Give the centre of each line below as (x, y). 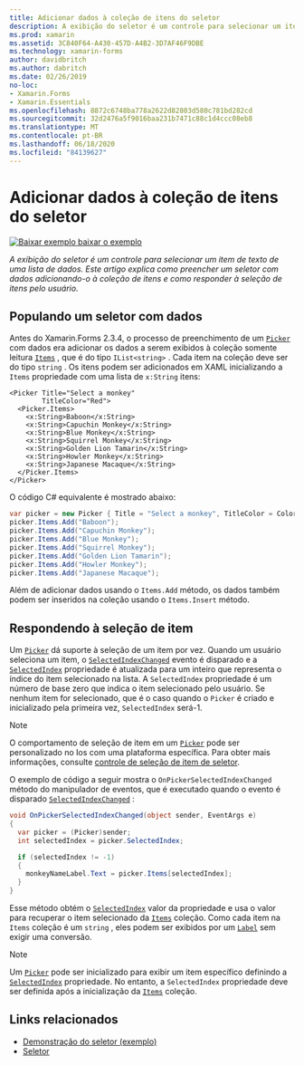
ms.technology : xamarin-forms (66, 52)
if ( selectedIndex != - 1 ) (66, 857)
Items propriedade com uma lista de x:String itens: (105, 377)
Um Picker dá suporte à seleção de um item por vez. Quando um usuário (146, 650)
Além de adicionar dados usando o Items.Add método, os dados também (145, 590)
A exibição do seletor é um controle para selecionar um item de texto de (144, 259)
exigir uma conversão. (51, 937)
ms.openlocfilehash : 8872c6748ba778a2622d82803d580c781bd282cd (131, 110)
